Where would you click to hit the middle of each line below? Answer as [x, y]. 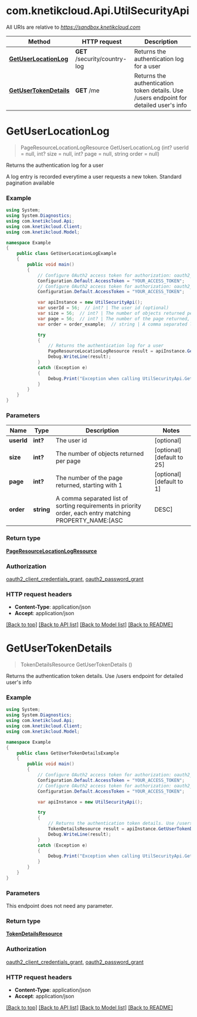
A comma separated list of [92, 499]
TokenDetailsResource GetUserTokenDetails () [76, 664]
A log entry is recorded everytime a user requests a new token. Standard [94, 176]
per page [68, 461]
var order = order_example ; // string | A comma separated [112, 324]
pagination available [30, 183]
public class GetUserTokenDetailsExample [68, 753]
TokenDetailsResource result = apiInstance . [103, 829]
